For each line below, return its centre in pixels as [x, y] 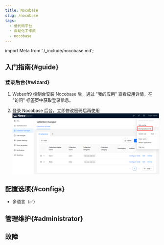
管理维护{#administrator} [44, 218]
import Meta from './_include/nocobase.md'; [49, 51]
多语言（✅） [25, 202]
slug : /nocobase [22, 15]
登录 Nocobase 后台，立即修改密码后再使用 [56, 111]
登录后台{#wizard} [27, 82]
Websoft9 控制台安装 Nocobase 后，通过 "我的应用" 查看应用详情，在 [82, 94]
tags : [11, 21]
